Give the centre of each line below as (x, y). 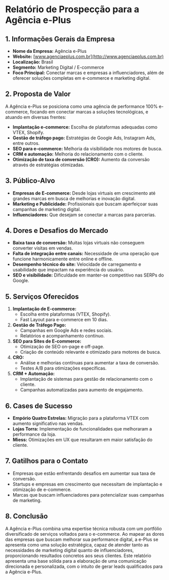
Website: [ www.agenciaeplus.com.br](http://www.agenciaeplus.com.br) (88, 56)
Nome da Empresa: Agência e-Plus (50, 51)
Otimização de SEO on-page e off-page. (62, 347)
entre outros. (26, 143)
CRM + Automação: (33, 374)
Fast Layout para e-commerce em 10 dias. (64, 320)
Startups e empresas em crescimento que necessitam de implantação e (88, 484)
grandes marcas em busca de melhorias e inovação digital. (74, 198)
